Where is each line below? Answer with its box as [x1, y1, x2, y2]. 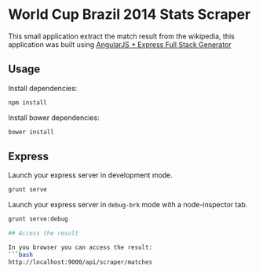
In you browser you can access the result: [8, 243, 153, 251]
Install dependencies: [8, 83, 78, 93]
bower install [8, 128, 55, 136]
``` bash [8, 250, 34, 258]
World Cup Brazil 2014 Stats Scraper [8, 5, 251, 24]
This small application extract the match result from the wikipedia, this [8, 31, 235, 41]
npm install [8, 98, 47, 107]
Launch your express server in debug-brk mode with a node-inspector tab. [8, 200, 248, 210]
